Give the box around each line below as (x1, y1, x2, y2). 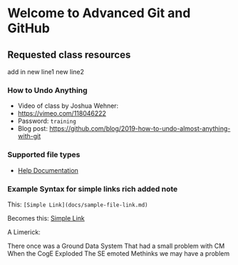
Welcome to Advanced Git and (7, 5, 191, 21)
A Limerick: (7, 227, 41, 236)
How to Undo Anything (7, 85, 88, 95)
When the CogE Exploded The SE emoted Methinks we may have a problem (7, 249, 230, 258)
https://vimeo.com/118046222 (17, 109, 107, 118)
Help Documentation (17, 166, 78, 174)
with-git (17, 132, 41, 141)
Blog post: (17, 124, 48, 133)
